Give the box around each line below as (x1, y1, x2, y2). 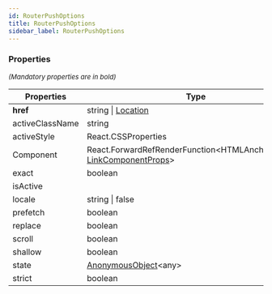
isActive (12, 180, 43, 191)
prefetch (12, 207, 45, 218)
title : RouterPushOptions (8, 19, 96, 28)
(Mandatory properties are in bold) (8, 72, 117, 81)
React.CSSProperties (87, 130, 168, 142)
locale (12, 194, 36, 205)
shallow (12, 246, 42, 258)
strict (12, 272, 32, 283)
